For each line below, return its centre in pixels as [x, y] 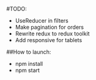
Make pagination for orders [50, 27]
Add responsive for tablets [49, 40]
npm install [29, 64]
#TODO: [17, 9]
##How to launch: [29, 52]
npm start [27, 70]
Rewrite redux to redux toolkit [52, 34]
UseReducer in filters [42, 20]
